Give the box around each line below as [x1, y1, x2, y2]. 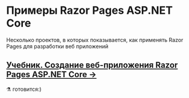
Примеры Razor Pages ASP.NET [6, 4, 173, 17]
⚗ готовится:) [6, 85, 42, 93]
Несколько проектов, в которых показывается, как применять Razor [6, 36, 184, 43]
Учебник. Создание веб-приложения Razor [6, 60, 178, 70]
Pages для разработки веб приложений [6, 43, 109, 50]
